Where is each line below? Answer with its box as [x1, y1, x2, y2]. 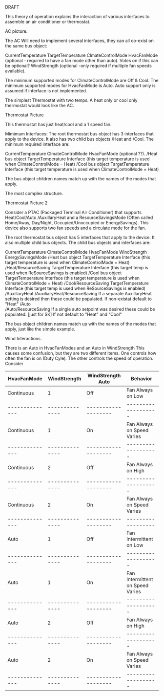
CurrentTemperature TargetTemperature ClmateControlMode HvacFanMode [5, 52, 158, 58]
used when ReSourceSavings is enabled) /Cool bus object [5, 270, 122, 276]
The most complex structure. [5, 191, 63, 196]
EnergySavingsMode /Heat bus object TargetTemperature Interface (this [5, 254, 150, 260]
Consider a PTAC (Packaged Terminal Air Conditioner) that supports [5, 210, 142, 215]
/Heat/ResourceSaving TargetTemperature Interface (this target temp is [5, 265, 148, 270]
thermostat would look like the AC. [5, 103, 74, 108]
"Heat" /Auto [5, 301, 31, 307]
